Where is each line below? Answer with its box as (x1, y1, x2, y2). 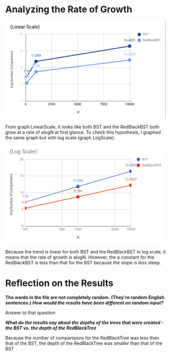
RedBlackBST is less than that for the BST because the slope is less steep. (5, 259, 161, 266)
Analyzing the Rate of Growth (5, 4, 132, 15)
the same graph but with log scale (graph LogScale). (5, 134, 116, 141)
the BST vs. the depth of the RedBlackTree (5, 325, 97, 331)
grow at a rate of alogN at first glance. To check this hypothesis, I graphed (5, 129, 161, 135)
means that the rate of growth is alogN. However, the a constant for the (5, 254, 155, 260)
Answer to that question (5, 310, 55, 316)
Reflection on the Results (5, 277, 113, 289)
